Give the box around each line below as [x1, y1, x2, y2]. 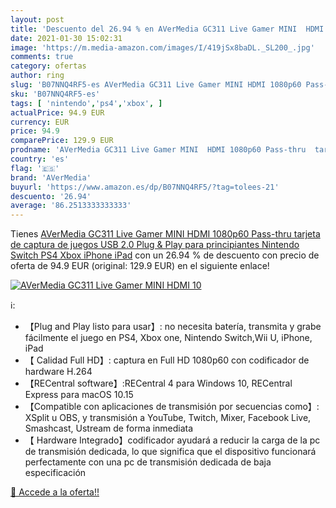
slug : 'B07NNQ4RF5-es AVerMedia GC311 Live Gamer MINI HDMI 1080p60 [10, 80, 302, 90]
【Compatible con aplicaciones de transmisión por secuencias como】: [24, 401, 320, 413]
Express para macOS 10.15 [24, 389, 134, 401]
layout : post [10, 14, 65, 25]
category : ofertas [10, 61, 87, 71]
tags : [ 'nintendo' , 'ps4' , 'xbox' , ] [10, 98, 163, 108]
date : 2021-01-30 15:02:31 [10, 33, 123, 43]
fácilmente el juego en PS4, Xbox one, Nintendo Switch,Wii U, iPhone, [24, 332, 313, 344]
